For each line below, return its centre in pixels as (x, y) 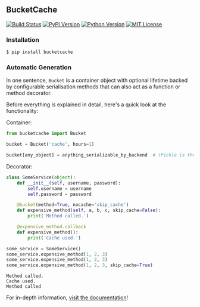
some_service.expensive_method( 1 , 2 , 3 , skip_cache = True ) (79, 265)
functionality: (22, 111)
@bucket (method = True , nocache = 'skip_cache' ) (73, 205)
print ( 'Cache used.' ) (54, 238)
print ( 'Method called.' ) (58, 216)
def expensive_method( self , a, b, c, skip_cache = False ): (89, 211)
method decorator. (29, 93)
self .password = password (60, 194)
